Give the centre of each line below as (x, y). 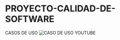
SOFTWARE (30, 19)
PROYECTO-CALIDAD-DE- (60, 9)
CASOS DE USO (22, 33)
